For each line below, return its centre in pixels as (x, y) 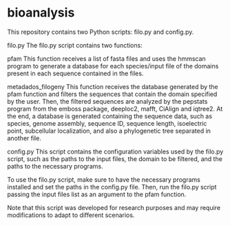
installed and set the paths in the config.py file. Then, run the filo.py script (112, 187)
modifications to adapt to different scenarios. (71, 215)
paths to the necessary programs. (55, 166)
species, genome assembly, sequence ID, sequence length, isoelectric (107, 123)
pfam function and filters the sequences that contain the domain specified (112, 94)
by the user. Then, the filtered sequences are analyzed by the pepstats (107, 101)
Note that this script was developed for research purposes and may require (114, 207)
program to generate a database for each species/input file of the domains (113, 66)
